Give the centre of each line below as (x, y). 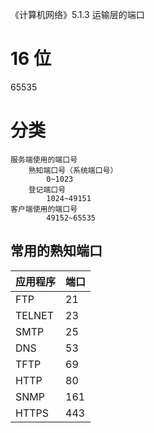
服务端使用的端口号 (44, 159)
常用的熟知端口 (56, 251)
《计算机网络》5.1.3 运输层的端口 (77, 14)
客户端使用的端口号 (44, 209)
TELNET (34, 315)
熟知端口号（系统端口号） (73, 170)
